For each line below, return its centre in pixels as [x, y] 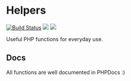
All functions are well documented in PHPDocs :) [66, 72]
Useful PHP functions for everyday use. [54, 39]
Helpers [26, 10]
